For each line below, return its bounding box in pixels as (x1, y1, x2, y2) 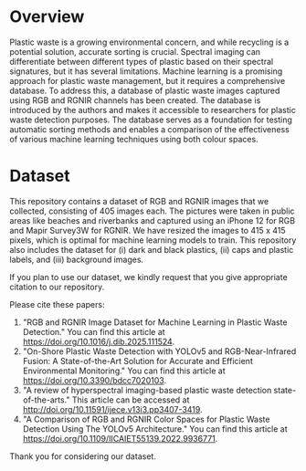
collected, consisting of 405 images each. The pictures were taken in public (9, 205, 295, 216)
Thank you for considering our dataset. (9, 450, 157, 462)
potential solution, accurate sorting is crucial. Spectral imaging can (9, 46, 261, 57)
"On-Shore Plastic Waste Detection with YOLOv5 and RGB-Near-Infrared (22, 345, 297, 357)
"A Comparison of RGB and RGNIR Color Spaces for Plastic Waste (22, 413, 270, 424)
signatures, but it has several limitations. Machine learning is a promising (9, 66, 283, 77)
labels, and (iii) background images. (9, 254, 144, 265)
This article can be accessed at (71, 394, 190, 405)
